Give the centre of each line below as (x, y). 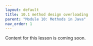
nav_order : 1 (19, 24)
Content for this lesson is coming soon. (45, 38)
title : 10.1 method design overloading (47, 14)
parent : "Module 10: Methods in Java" (45, 19)
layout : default (22, 10)
